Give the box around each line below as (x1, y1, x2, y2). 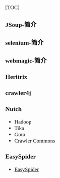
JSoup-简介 (5, 21, 37, 28)
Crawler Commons (14, 137, 55, 144)
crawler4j (5, 89, 31, 97)
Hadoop (14, 118, 32, 125)
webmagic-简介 (5, 56, 47, 64)
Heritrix (5, 73, 28, 81)
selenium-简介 (5, 39, 44, 46)
